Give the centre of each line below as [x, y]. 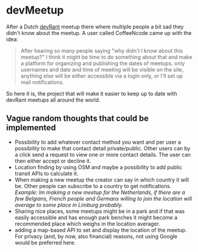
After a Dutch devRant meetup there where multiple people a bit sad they [95, 27]
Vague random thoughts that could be [77, 119]
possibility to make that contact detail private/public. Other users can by [103, 148]
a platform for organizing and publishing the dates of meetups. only [103, 63]
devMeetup [35, 10]
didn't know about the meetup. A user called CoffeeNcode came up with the [99, 33]
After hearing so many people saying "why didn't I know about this [102, 50]
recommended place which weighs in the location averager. [87, 224]
